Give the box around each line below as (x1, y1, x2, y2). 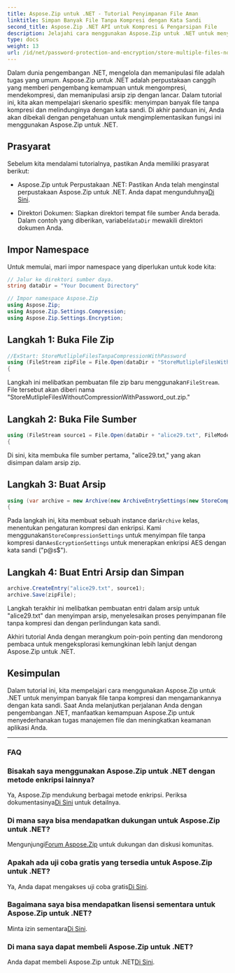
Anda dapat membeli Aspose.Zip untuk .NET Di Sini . (7, 958, 155, 966)
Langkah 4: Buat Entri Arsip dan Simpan (7, 566, 185, 578)
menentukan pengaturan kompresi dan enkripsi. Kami (7, 524, 162, 532)
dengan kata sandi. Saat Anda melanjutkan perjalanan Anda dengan (7, 701, 203, 709)
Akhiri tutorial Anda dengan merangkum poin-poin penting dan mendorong (7, 632, 222, 641)
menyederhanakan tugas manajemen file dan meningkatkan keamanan (7, 716, 211, 724)
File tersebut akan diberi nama (7, 385, 95, 394)
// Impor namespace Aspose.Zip (7, 295, 99, 302)
